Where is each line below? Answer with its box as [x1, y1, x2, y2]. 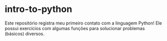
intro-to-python [5, 3, 73, 15]
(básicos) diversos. [5, 30, 45, 36]
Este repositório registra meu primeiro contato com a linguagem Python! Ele [5, 20, 162, 26]
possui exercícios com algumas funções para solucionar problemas [5, 25, 145, 31]
